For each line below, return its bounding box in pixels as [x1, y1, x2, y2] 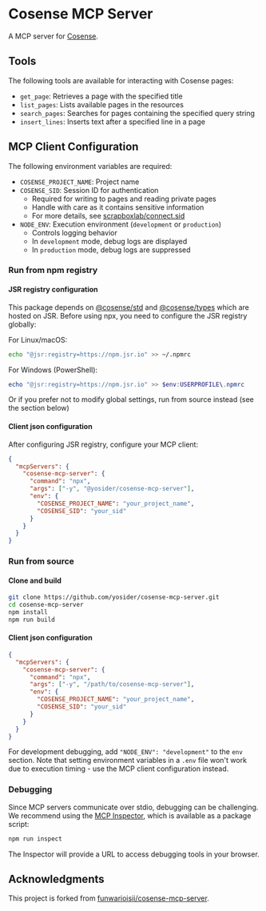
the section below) [8, 403, 69, 413]
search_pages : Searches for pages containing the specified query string [19, 108, 256, 118]
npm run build [8, 616, 56, 624]
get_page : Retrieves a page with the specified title [19, 91, 183, 101]
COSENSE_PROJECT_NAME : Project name [19, 177, 140, 187]
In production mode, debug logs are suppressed [31, 245, 191, 255]
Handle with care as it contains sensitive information [31, 202, 204, 212]
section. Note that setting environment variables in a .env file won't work [8, 756, 248, 765]
